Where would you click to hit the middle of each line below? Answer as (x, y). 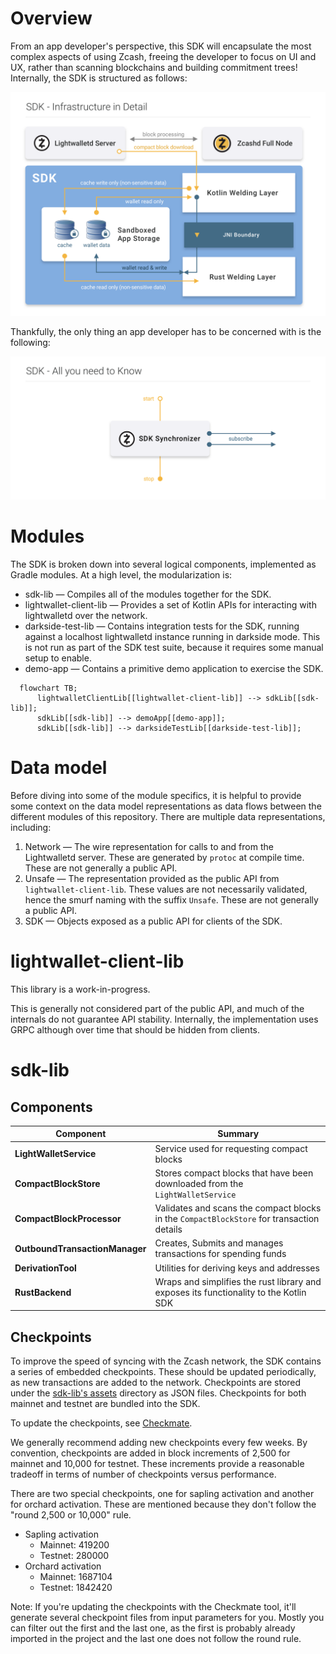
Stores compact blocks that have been (234, 1173)
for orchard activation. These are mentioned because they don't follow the (163, 1504)
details (168, 1229)
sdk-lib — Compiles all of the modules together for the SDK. (148, 594)
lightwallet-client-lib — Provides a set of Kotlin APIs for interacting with (170, 605)
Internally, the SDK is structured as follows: (99, 78)
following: (30, 343)
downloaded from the (199, 1183)
